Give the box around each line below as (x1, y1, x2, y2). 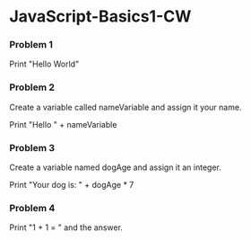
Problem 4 (9, 202, 56, 214)
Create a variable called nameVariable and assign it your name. (9, 102, 242, 112)
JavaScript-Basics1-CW (9, 6, 192, 27)
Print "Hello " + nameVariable (9, 119, 117, 129)
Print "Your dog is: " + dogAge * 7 (9, 180, 134, 191)
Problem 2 (9, 81, 56, 93)
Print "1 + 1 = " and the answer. (9, 222, 124, 233)
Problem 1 (9, 39, 54, 51)
